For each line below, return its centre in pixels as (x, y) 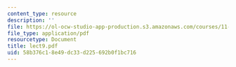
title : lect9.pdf (33, 46)
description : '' (31, 20)
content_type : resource (42, 14)
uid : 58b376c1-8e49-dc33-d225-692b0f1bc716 (72, 53)
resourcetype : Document (42, 40)
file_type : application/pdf (48, 33)
